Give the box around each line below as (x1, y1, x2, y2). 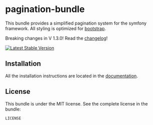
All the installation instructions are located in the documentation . (5, 73, 138, 79)
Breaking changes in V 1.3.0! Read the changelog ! (5, 35, 108, 41)
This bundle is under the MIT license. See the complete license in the (5, 100, 148, 106)
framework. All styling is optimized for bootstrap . (5, 25, 106, 31)
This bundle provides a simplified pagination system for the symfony (5, 20, 147, 26)
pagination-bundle (5, 4, 85, 15)
